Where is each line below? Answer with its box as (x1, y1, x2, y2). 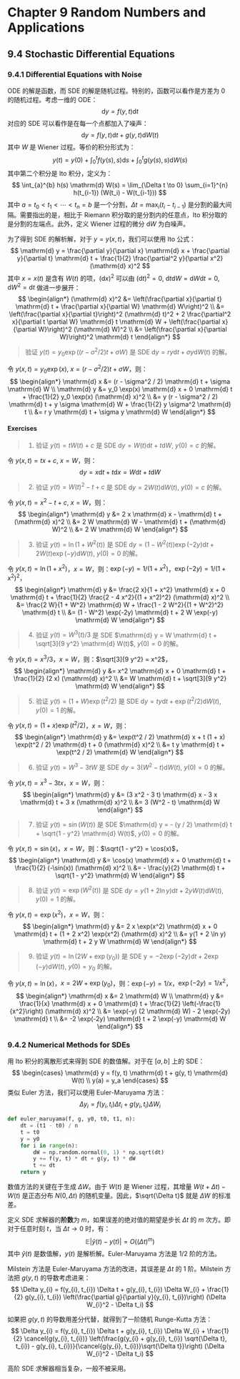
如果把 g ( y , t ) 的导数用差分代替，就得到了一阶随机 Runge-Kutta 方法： (7, 1315, 213, 1323)
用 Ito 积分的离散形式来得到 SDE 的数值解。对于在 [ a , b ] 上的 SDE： (7, 1057, 205, 1065)
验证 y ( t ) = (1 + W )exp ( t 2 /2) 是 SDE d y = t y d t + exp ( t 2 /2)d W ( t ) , (35, 696, 221, 705)
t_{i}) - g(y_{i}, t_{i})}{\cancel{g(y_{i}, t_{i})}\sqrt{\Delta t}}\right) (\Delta (15, 1341, 225, 1350)
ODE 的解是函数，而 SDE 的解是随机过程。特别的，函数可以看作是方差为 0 (7, 86, 226, 95)
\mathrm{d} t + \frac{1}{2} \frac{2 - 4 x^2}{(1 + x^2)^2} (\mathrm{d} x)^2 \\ (10, 592, 230, 601)
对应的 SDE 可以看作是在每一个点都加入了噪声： (7, 119, 149, 127)
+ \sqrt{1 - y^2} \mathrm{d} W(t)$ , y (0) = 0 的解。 (35, 829, 184, 837)
